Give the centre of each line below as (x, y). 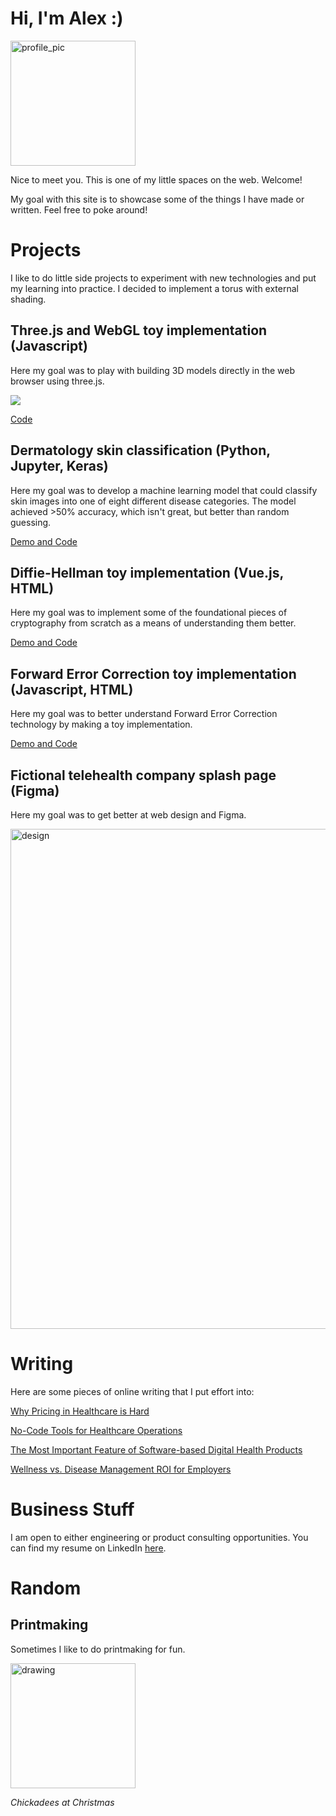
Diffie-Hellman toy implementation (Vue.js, (147, 572)
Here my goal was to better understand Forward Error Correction (144, 714)
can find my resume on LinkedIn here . (88, 1548)
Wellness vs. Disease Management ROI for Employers (121, 1469)
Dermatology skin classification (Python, (140, 450)
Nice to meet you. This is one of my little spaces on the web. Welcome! (156, 179)
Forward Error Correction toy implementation (153, 673)
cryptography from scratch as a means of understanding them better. (153, 623)
